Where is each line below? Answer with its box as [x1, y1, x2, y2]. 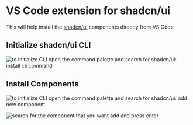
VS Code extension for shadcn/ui [6, 4, 171, 18]
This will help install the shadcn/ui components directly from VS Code [6, 23, 174, 30]
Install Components [6, 79, 79, 89]
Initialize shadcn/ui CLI [6, 40, 91, 50]
